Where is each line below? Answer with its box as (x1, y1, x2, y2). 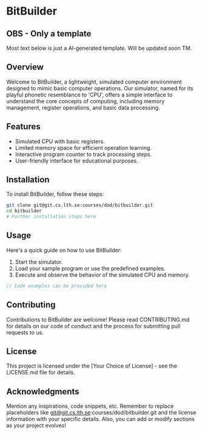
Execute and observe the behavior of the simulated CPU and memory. (15, 271, 190, 278)
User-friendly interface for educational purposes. (15, 157, 138, 164)
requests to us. (6, 329, 44, 336)
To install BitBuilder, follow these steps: (6, 191, 104, 198)
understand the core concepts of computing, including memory (6, 97, 165, 104)
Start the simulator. (15, 258, 63, 265)
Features (6, 121, 41, 132)
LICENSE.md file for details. (6, 369, 75, 376)
